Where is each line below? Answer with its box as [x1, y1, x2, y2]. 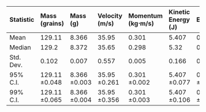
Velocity [97, 12, 123, 20]
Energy [168, 15, 190, 24]
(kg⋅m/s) [128, 19, 154, 27]
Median [9, 43, 31, 51]
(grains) [40, 19, 64, 27]
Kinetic [168, 8, 190, 16]
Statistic [9, 15, 35, 24]
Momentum [128, 12, 163, 20]
